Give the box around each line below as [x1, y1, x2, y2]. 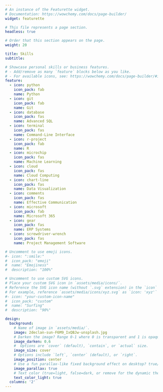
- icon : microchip [9, 150, 47, 155]
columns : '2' [9, 379, 36, 385]
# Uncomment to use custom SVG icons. [5, 276, 83, 281]
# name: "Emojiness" [5, 263, 49, 268]
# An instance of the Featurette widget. [5, 7, 90, 12]
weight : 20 [5, 43, 27, 48]
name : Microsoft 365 [14, 213, 55, 218]
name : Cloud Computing [14, 173, 60, 178]
